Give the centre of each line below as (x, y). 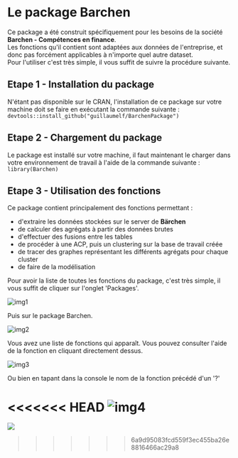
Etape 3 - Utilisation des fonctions (84, 191)
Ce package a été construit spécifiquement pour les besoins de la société (115, 32)
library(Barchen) (33, 169)
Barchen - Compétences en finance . (62, 39)
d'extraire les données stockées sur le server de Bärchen (102, 222)
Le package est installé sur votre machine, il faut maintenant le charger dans (119, 155)
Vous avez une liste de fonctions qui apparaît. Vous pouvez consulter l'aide (117, 343)
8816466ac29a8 (155, 447)
